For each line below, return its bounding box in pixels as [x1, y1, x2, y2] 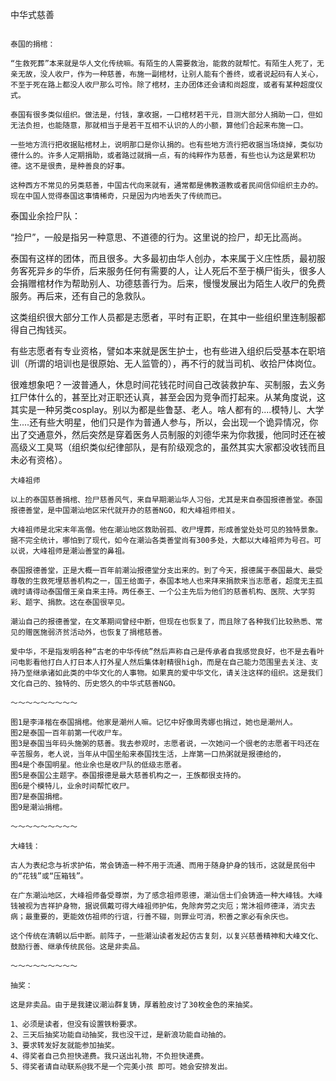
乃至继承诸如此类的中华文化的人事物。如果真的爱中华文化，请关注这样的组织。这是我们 [17, 668, 323, 678]
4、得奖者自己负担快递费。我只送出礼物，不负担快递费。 [10, 1051, 209, 1061]
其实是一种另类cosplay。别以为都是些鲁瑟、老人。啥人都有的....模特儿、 [10, 404, 307, 415]
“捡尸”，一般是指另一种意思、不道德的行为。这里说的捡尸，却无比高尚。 [10, 231, 308, 243]
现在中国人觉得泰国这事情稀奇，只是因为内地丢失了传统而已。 [10, 191, 227, 201]
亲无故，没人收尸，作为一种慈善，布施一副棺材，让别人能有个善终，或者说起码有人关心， [10, 69, 323, 79]
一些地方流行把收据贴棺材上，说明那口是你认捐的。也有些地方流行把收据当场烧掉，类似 [10, 140, 316, 150]
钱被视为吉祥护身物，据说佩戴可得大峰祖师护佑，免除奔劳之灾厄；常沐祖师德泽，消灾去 [10, 901, 316, 911]
